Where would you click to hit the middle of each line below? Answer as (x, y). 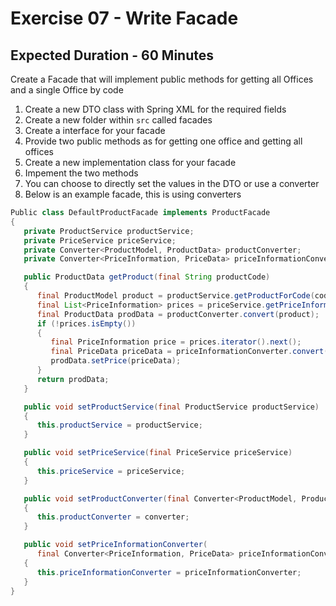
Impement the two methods (81, 173)
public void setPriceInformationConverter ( (115, 545)
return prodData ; (73, 379)
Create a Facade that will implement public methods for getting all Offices (162, 79)
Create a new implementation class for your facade (130, 162)
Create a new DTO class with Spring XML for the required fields (155, 109)
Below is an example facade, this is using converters (133, 194)
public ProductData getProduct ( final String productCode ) (147, 277)
